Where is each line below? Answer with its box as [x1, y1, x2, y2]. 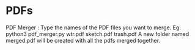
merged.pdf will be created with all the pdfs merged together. [6, 37, 160, 44]
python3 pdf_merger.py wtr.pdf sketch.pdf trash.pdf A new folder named [6, 30, 189, 37]
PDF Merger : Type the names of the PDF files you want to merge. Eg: [6, 24, 182, 31]
